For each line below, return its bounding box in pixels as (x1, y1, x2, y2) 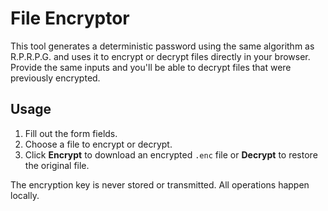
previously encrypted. (10, 72, 101, 84)
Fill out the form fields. (24, 127, 118, 139)
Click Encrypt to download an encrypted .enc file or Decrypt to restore (24, 148, 318, 161)
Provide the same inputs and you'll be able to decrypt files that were (10, 61, 292, 73)
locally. (10, 189, 40, 201)
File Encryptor (10, 7, 130, 30)
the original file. (24, 159, 90, 171)
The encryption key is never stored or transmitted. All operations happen (10, 178, 310, 191)
